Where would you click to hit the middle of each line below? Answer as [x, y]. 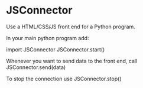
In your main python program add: [48, 38]
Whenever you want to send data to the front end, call [72, 61]
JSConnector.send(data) [36, 67]
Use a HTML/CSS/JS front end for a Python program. [71, 27]
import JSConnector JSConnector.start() [56, 49]
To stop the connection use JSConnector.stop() [64, 79]
